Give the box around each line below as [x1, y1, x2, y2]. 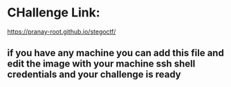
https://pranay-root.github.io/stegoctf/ [7, 27, 116, 36]
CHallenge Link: [7, 5, 100, 21]
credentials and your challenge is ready [7, 69, 181, 80]
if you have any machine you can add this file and [7, 47, 225, 59]
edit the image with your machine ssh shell [7, 58, 196, 70]
